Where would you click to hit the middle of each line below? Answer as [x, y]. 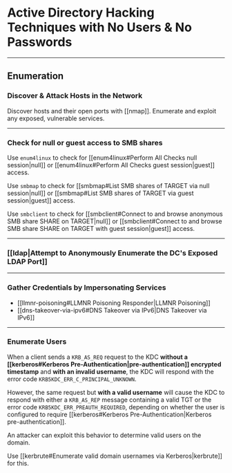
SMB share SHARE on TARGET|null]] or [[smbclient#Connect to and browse [115, 221]
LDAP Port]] [27, 261]
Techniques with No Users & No [99, 27]
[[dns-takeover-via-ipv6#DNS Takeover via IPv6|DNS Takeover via [112, 310]
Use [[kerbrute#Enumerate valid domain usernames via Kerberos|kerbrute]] [115, 456]
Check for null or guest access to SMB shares [85, 142]
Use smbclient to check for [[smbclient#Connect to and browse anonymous [115, 214]
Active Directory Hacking [81, 13]
